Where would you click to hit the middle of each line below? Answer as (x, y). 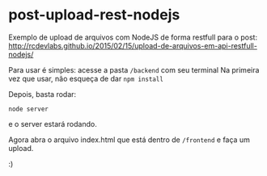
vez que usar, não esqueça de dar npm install (86, 78)
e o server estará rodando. (53, 124)
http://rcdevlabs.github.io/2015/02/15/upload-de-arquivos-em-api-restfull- (133, 45)
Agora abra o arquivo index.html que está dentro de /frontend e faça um (129, 140)
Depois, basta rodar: (42, 94)
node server (28, 109)
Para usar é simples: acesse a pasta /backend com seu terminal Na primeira (134, 69)
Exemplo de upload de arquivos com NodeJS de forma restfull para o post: (133, 37)
